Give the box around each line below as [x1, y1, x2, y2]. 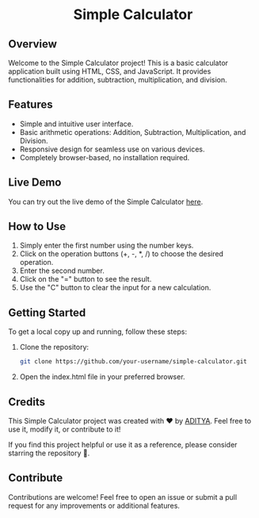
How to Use [8, 220, 67, 233]
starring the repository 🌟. [8, 448, 90, 458]
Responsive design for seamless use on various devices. [19, 144, 205, 154]
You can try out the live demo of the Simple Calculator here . [8, 197, 204, 206]
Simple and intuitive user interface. [19, 119, 134, 129]
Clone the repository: [19, 343, 90, 352]
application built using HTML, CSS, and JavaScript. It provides [8, 67, 211, 76]
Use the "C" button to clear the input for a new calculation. [19, 283, 211, 293]
